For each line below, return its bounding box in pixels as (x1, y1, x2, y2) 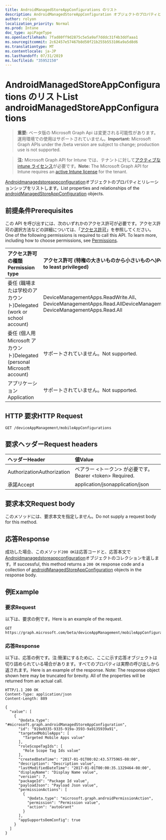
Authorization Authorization (7, 468, 70, 475)
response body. (5, 572, 37, 578)
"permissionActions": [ (18, 787, 68, 792)
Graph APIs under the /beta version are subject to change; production (17, 142, 160, 148)
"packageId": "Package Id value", (18, 779, 90, 784)
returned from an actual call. (5, 678, 63, 684)
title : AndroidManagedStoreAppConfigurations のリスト (5, 7, 118, 12)
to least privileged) (43, 264, 89, 270)
